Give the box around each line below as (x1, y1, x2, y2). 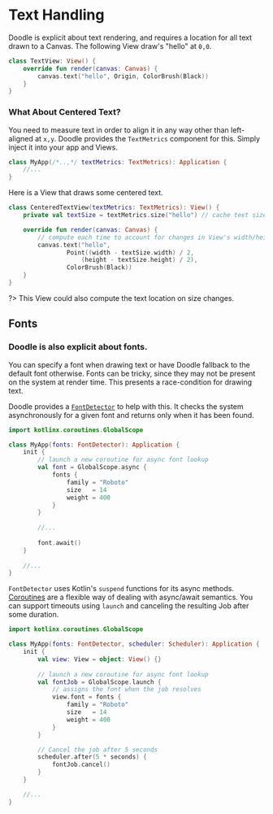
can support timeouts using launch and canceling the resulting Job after (8, 601, 249, 611)
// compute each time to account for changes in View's (37, 233, 231, 242)
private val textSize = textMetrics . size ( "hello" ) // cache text (23, 211, 249, 220)
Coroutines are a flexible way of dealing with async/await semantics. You (8, 592, 253, 603)
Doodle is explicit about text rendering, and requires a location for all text (8, 33, 253, 42)
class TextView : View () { (8, 57, 96, 65)
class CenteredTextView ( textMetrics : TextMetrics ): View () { (8, 203, 220, 212)
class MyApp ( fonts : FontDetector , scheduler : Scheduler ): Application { (8, 640, 260, 648)
